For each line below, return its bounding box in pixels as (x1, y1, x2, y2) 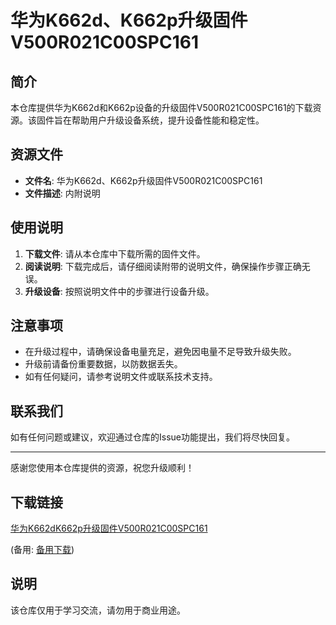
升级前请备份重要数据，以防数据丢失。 (24, 358, 183, 370)
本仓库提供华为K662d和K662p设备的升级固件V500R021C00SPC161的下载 (10, 102, 313, 113)
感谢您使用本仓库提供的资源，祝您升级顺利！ (10, 462, 195, 474)
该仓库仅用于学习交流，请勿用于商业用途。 (10, 604, 186, 616)
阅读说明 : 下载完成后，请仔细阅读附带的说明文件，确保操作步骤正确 (24, 260, 302, 272)
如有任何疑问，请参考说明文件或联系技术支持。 (24, 371, 218, 383)
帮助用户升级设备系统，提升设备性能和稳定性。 (71, 114, 265, 126)
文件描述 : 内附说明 (24, 187, 101, 199)
